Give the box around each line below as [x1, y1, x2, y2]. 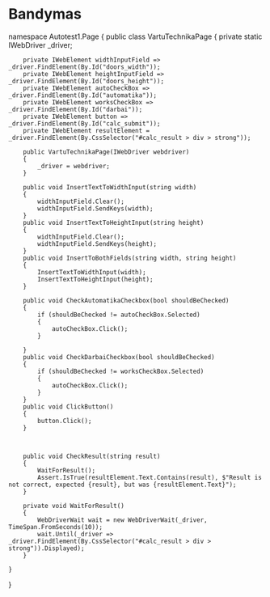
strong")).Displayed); [8, 544, 85, 553]
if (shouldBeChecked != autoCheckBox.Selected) [37, 311, 200, 319]
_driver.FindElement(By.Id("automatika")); [8, 91, 158, 99]
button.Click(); [37, 417, 92, 425]
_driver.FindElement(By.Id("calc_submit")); [8, 119, 161, 128]
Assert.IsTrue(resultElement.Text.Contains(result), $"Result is [37, 473, 263, 481]
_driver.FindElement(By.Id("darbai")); [8, 105, 143, 113]
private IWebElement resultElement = [23, 126, 150, 134]
